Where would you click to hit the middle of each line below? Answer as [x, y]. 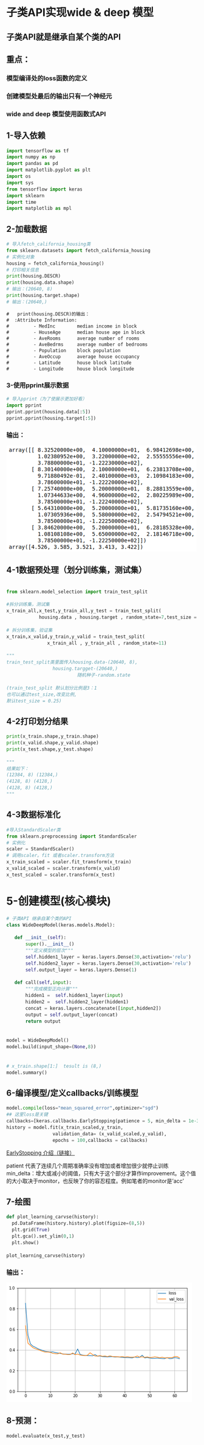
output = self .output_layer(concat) [72, 1015]
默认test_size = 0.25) [34, 701]
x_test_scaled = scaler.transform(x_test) [61, 875]
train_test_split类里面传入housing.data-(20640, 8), [72, 662]
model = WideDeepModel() [38, 1041]
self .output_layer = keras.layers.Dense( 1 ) [81, 970]
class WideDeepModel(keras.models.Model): [61, 925]
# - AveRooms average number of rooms [73, 338]
